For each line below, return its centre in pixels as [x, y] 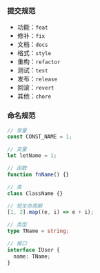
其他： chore [34, 96]
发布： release [37, 79]
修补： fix [31, 36]
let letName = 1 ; [32, 156]
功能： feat [32, 27]
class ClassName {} [35, 193]
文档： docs [32, 44]
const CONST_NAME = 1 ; [40, 137]
